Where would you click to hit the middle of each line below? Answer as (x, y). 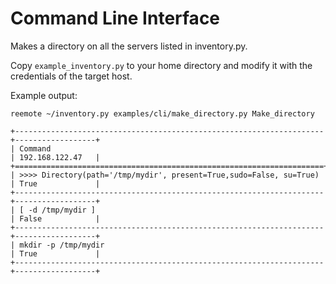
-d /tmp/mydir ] (62, 210)
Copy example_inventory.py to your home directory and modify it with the (161, 65)
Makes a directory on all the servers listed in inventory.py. (129, 46)
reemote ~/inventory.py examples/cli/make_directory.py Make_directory (162, 113)
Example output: (44, 95)
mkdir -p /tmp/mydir (62, 245)
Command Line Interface (115, 18)
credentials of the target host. (71, 76)
